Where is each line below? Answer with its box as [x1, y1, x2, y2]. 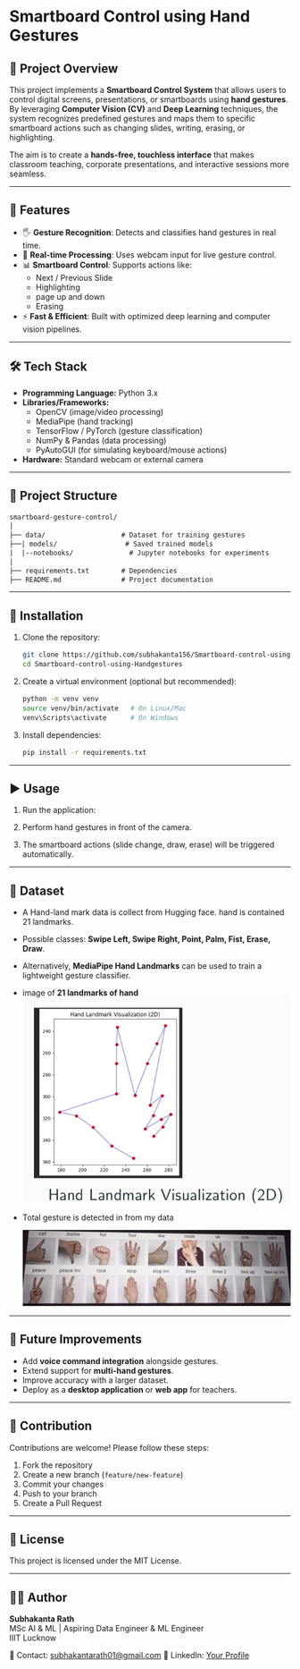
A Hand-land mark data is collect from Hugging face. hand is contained [21, 907, 285, 918]
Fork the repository [21, 1460, 94, 1470]
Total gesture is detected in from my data [21, 1212, 174, 1223]
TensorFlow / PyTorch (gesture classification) [35, 425, 204, 436]
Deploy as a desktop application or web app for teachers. [21, 1384, 237, 1394]
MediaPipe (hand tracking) [35, 416, 134, 427]
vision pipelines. [21, 324, 82, 335]
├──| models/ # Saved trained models [9, 539, 214, 549]
